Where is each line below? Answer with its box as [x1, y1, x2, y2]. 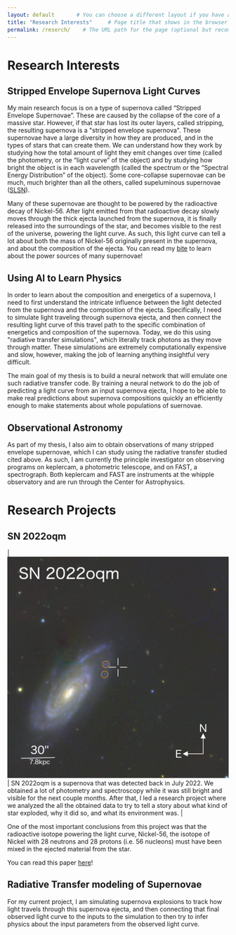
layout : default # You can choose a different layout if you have [7, 11, 225, 18]
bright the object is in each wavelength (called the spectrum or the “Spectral [7, 164, 228, 172]
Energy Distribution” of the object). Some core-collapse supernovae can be [7, 171, 226, 179]
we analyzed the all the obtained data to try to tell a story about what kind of [7, 802, 228, 809]
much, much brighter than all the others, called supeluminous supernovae [7, 178, 221, 187]
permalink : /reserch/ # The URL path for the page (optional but [7, 26, 212, 33]
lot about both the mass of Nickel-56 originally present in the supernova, [7, 237, 218, 245]
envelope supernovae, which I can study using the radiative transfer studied [7, 448, 228, 456]
